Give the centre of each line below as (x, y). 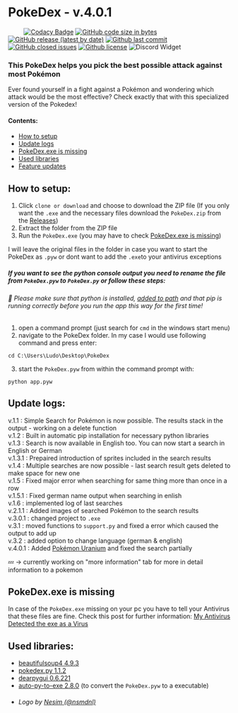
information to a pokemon (46, 570)
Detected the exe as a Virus (48, 624)
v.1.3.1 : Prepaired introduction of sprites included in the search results (109, 458)
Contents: (23, 120)
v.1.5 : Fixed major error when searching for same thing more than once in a (118, 481)
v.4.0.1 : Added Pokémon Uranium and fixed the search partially (100, 548)
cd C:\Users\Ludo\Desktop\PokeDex (59, 355)
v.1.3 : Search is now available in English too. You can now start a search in (117, 443)
